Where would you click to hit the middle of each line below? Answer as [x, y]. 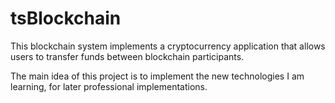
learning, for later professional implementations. [109, 86]
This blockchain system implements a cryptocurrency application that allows [168, 46]
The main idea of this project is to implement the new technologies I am [157, 76]
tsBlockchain [66, 18]
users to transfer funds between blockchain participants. [127, 56]
